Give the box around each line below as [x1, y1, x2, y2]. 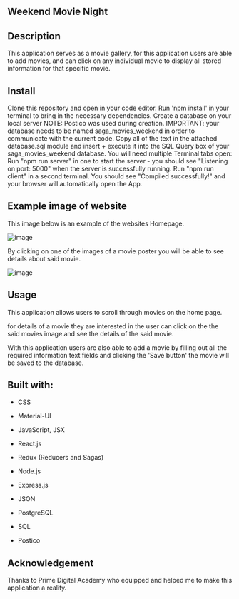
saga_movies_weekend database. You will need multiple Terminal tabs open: [7, 149, 233, 158]
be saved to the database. [7, 358, 84, 367]
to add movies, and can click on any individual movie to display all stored [7, 56, 222, 65]
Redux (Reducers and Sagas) [17, 453, 104, 462]
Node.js [17, 467, 41, 475]
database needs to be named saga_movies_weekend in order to [7, 126, 195, 135]
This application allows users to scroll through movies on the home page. [7, 308, 223, 316]
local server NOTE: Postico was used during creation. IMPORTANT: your [7, 119, 220, 128]
